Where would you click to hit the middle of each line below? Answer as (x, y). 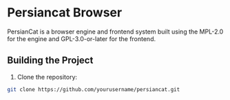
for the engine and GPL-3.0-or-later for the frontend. (82, 38)
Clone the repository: (47, 77)
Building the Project (50, 61)
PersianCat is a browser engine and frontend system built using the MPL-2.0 (115, 32)
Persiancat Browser (65, 13)
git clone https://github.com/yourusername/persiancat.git (94, 89)
